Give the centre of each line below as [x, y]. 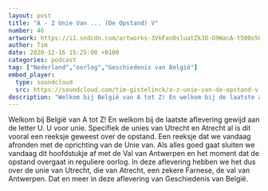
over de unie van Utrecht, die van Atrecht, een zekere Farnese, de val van [129, 170]
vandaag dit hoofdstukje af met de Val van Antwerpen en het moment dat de [134, 154]
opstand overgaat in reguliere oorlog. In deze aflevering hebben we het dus [132, 162]
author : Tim [28, 45]
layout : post [30, 16]
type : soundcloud [44, 82]
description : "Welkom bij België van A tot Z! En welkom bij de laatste [132, 97]
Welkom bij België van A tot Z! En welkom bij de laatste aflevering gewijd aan [134, 119]
